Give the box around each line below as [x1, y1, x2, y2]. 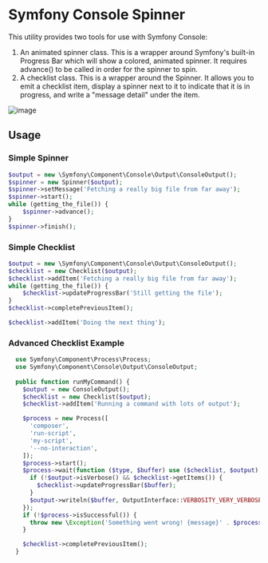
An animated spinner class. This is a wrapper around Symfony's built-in [19, 47, 255, 57]
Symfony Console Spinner [8, 6, 186, 24]
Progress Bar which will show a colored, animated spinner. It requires [19, 56, 247, 65]
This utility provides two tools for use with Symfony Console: [8, 32, 208, 42]
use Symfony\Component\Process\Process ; [15, 355, 152, 364]
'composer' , [29, 422, 69, 430]
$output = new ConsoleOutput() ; [22, 385, 130, 393]
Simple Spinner [8, 153, 69, 164]
